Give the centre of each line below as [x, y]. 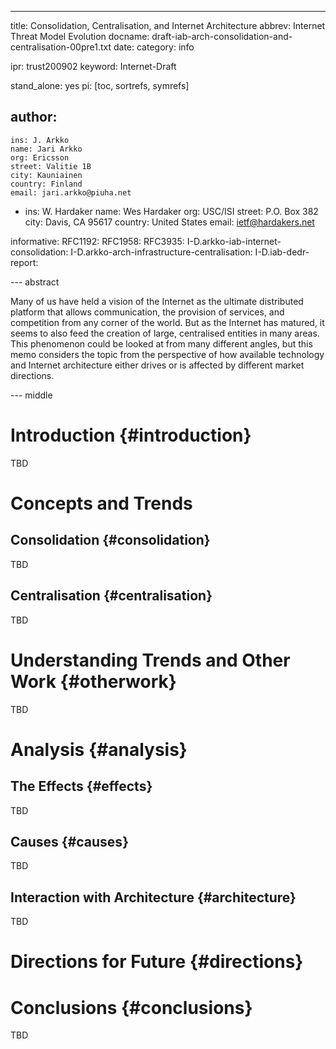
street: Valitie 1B [51, 166]
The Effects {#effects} [81, 786]
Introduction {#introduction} [131, 435]
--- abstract [35, 282]
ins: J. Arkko [40, 140]
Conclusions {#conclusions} [131, 1007]
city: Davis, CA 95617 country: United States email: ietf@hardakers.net [169, 222]
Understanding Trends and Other [150, 660]
